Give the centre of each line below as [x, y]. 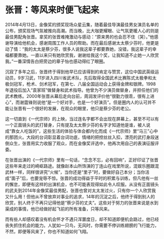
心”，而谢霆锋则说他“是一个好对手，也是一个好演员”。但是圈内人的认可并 [79, 102]
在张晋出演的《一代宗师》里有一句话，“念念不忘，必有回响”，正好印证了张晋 [82, 160]
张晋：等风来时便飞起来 [52, 10]
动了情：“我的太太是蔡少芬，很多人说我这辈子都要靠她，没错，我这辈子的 [79, 49]
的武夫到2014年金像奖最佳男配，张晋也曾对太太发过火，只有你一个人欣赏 [79, 190]
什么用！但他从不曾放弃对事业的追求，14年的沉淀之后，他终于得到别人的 [82, 196]
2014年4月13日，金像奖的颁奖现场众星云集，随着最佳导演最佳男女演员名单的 [82, 24]
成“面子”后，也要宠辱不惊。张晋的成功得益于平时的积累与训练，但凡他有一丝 [82, 178]
